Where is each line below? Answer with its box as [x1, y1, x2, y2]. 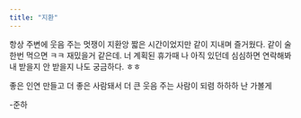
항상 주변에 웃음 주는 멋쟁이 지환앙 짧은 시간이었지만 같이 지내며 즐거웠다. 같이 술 [9, 38, 292, 49]
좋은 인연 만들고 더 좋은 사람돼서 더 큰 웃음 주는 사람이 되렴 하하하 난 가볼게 [9, 80, 272, 90]
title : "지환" [9, 13, 58, 22]
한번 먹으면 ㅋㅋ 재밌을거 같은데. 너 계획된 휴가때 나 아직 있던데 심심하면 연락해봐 [9, 50, 292, 61]
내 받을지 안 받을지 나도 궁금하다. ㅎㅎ [9, 61, 141, 72]
